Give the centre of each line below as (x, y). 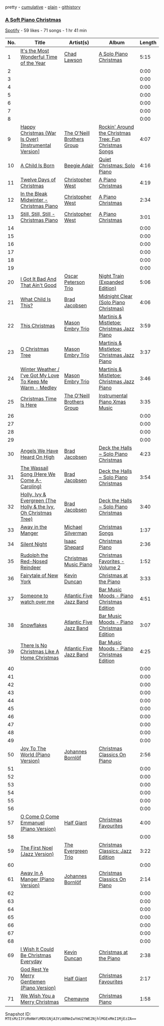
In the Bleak (34, 194)
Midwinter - (34, 200)
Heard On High (37, 457)
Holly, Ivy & (33, 494)
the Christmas (115, 133)
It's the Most (35, 51)
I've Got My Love (40, 376)
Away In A (32, 873)
